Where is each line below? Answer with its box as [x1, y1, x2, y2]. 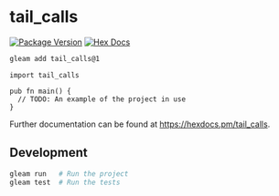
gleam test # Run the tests [9, 178, 121, 187]
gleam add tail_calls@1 [9, 54, 101, 63]
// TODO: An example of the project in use [17, 94, 186, 104]
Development [9, 145, 89, 160]
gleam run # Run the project [9, 169, 129, 179]
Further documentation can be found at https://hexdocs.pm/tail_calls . [9, 119, 271, 129]
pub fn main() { [9, 87, 71, 96]
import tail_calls [9, 70, 80, 79]
